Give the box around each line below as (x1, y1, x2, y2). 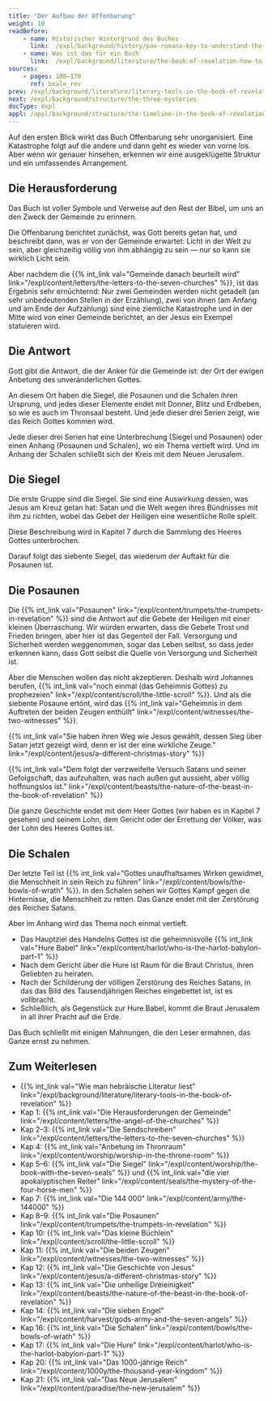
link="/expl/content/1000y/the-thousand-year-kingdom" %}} (19, 1365, 223, 1376)
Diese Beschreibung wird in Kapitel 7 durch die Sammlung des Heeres (8, 527, 242, 537)
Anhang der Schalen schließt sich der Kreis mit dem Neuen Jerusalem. (8, 449, 244, 459)
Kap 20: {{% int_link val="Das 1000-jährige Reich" (19, 1357, 188, 1367)
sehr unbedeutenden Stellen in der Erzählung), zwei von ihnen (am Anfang (8, 295, 257, 304)
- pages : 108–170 (23, 72, 82, 80)
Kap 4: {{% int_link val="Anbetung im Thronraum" (19, 1141, 186, 1151)
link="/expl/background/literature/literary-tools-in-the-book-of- (19, 1089, 232, 1100)
